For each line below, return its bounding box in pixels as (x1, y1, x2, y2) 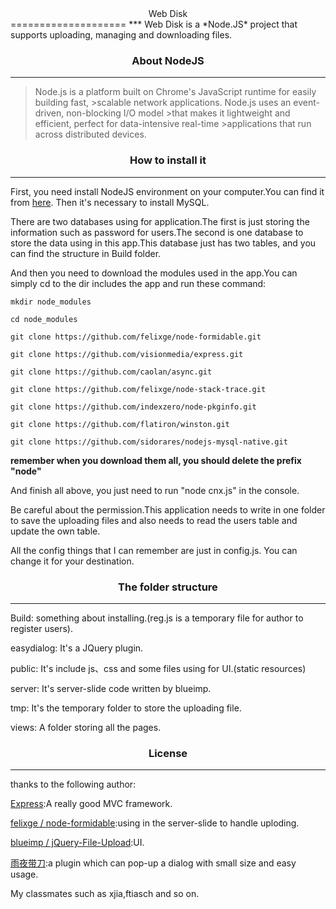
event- (293, 97, 320, 109)
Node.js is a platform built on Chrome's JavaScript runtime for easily (34, 86, 317, 98)
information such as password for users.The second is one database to (10, 226, 304, 238)
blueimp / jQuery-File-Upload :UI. (10, 837, 145, 849)
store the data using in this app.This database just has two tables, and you (10, 237, 317, 249)
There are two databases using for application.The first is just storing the (10, 215, 310, 227)
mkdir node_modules (10, 297, 92, 307)
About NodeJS (131, 53, 205, 67)
